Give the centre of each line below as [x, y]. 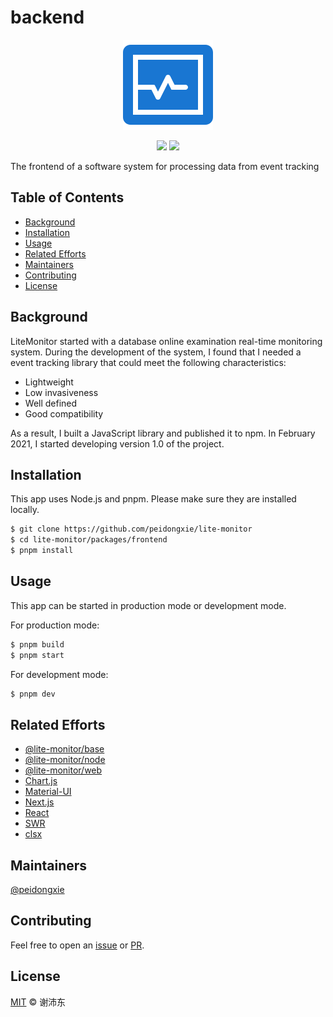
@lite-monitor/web [63, 770]
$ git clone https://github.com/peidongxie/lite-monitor [131, 529]
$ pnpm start [37, 655]
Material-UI [48, 792]
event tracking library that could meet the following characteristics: [148, 362]
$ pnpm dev [33, 694]
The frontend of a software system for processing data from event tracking [165, 166]
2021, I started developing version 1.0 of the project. [117, 443]
